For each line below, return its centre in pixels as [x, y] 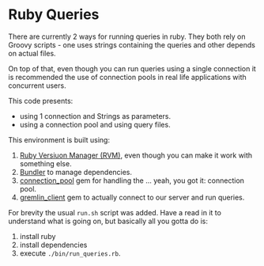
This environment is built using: [59, 139]
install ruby [38, 236]
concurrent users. [37, 85]
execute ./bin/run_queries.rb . [70, 253]
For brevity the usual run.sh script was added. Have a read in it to [115, 212]
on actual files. [32, 53]
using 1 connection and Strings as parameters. [95, 116]
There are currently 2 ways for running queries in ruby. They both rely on [127, 36]
